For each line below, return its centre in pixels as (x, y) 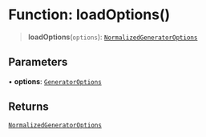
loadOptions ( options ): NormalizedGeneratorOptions (113, 37)
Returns (29, 107)
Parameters (38, 62)
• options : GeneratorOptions (55, 81)
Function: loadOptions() (89, 15)
